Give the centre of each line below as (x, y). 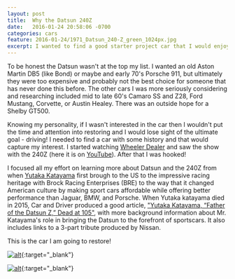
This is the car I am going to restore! (59, 241)
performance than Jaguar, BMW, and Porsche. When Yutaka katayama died (116, 198)
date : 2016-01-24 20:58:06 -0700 (59, 27)
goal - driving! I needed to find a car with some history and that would (108, 139)
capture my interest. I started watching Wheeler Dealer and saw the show (113, 147)
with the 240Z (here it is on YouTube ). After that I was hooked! (97, 154)
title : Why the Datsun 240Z (50, 20)
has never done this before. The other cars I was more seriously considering (117, 89)
